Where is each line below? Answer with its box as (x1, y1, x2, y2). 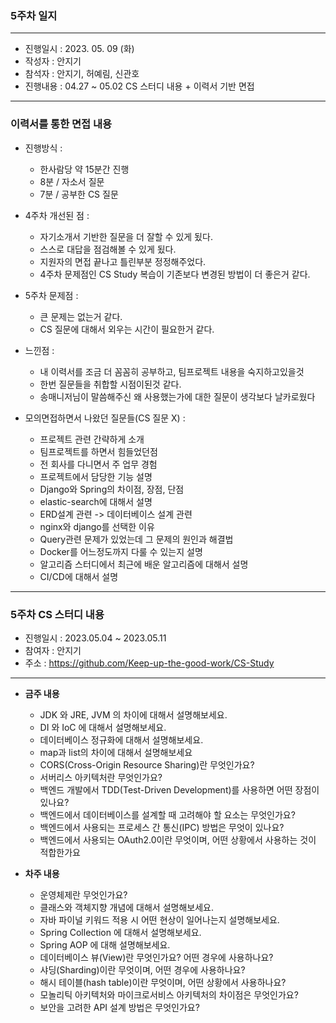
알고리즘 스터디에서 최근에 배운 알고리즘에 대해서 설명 (39, 558, 249, 570)
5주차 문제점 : (24, 289, 79, 301)
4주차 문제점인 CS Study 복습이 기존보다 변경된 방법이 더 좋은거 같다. (39, 268, 311, 280)
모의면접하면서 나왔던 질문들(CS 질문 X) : (24, 412, 186, 424)
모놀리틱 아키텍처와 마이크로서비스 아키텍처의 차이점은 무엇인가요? (39, 988, 299, 1001)
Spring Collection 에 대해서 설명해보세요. (39, 926, 202, 938)
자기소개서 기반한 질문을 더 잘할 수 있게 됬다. (39, 230, 213, 242)
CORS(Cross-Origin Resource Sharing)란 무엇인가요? (39, 758, 255, 771)
